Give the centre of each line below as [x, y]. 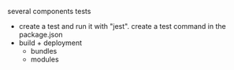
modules [45, 59]
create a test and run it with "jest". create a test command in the [122, 26]
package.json [41, 35]
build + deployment [50, 43]
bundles [44, 51]
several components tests [49, 11]
